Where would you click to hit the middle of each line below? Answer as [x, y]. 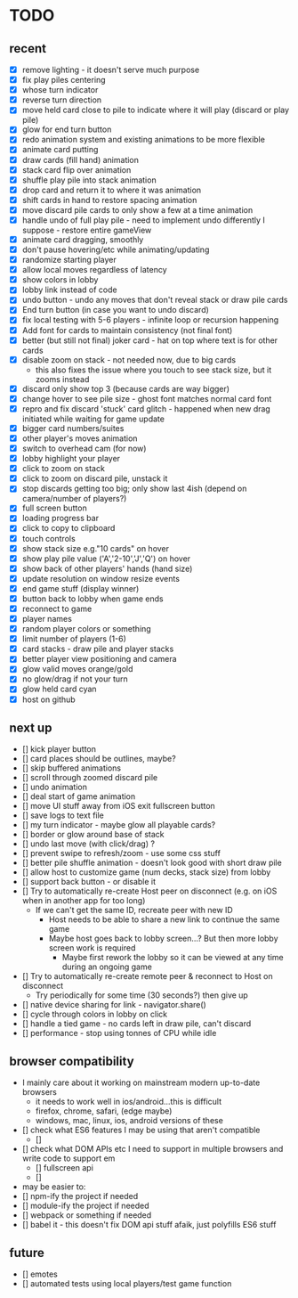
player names [47, 619]
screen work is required [92, 948]
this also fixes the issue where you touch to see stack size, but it [153, 370]
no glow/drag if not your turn [75, 679]
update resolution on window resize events [101, 578]
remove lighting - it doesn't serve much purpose [111, 69]
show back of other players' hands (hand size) [107, 568]
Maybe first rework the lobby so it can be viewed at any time [173, 958]
